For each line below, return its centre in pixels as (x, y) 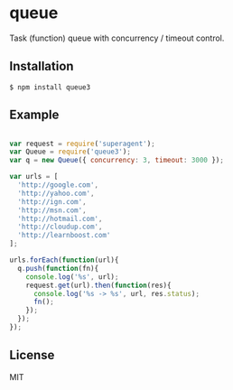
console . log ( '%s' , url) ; (72, 277)
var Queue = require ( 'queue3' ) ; (70, 152)
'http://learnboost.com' (64, 236)
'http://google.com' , (58, 185)
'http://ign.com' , (52, 201)
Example (34, 115)
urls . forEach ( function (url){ (64, 260)
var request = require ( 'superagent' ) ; (82, 144)
